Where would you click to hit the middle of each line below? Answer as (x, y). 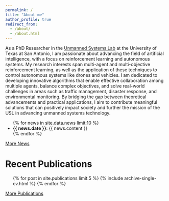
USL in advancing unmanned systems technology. (58, 113)
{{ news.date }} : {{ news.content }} (50, 128)
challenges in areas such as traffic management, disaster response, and (81, 91)
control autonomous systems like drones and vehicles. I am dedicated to (81, 75)
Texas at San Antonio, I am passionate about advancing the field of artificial (85, 53)
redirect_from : (21, 24)
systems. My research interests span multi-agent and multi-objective (78, 64)
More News (17, 143)
